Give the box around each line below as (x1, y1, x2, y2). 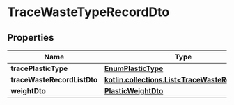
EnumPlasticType (104, 64, 164, 73)
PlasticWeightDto (104, 86, 164, 95)
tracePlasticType (10, 64, 68, 73)
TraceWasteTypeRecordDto (7, 4, 170, 20)
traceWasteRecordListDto (10, 75, 98, 84)
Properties (7, 32, 54, 44)
